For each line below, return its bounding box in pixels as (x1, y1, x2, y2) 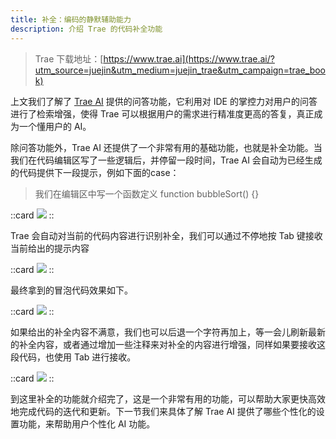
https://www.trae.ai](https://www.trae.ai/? (103, 52, 275, 65)
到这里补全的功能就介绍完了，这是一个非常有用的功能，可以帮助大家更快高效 (10, 392, 326, 405)
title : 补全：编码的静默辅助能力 (10, 14, 132, 25)
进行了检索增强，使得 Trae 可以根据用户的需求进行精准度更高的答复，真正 (10, 107, 315, 120)
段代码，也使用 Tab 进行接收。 (10, 351, 137, 363)
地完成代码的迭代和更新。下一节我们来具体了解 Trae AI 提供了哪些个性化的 (10, 405, 317, 417)
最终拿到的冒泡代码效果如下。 (10, 284, 133, 296)
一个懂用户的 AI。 (18, 120, 92, 132)
